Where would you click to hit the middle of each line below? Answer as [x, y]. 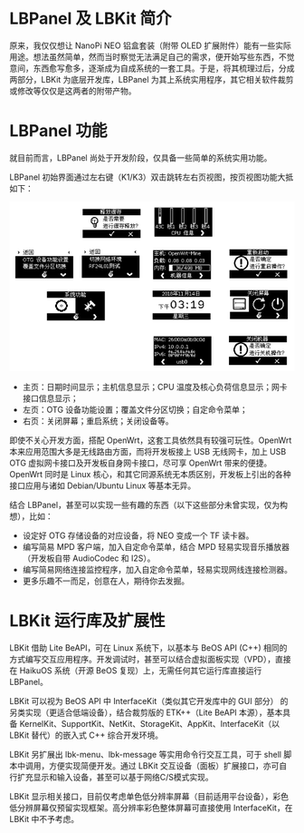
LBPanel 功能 [58, 131]
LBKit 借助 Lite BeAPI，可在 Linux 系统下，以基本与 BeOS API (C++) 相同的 [148, 647]
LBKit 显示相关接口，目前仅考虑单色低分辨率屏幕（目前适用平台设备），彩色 [149, 796]
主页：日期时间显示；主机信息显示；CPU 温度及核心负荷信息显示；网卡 [155, 387]
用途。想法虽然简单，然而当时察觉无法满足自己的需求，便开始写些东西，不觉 [152, 56]
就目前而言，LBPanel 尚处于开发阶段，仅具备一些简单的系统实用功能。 [141, 157]
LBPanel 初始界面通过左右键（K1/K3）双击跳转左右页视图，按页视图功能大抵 [152, 177]
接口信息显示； [50, 398]
